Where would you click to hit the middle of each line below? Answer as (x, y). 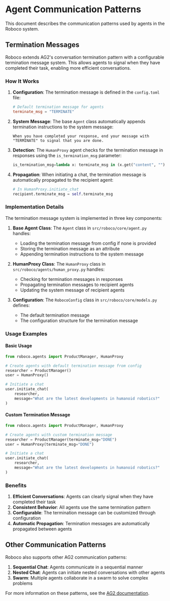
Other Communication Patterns (56, 545)
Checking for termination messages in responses (72, 279)
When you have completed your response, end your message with (81, 136)
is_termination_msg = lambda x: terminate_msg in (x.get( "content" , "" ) (89, 165)
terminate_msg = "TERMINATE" (43, 111)
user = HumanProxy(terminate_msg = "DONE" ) (50, 444)
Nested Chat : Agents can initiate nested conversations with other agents (89, 572)
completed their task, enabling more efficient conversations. (68, 68)
